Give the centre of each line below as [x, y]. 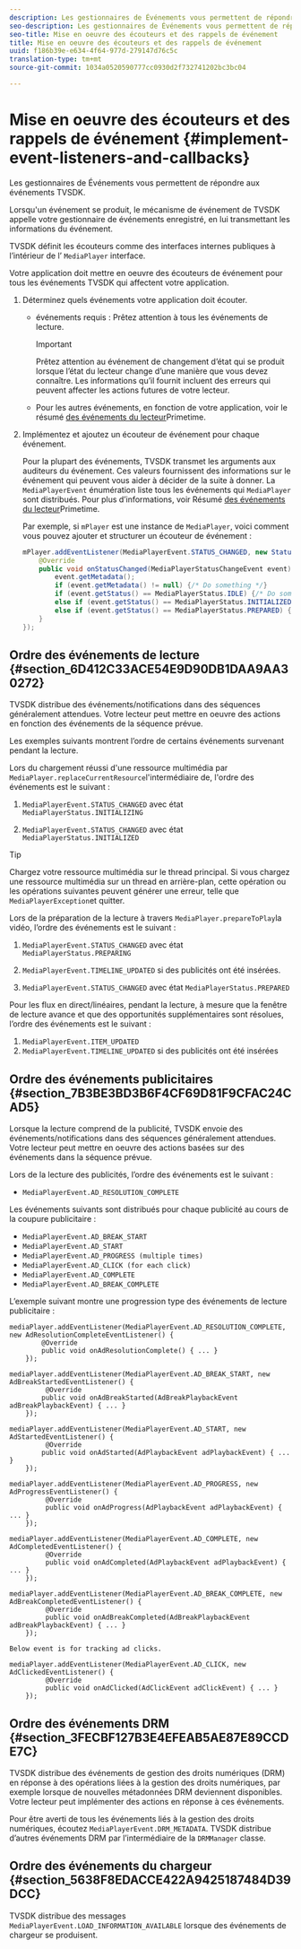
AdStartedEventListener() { [62, 1437]
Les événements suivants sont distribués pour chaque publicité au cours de [149, 1209]
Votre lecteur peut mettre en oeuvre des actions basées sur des [127, 1148]
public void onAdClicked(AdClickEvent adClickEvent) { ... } [162, 1688]
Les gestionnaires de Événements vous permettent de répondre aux [134, 182]
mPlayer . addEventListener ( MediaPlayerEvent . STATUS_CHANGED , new [145, 552]
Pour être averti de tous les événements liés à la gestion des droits [132, 1819]
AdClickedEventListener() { [62, 1673]
